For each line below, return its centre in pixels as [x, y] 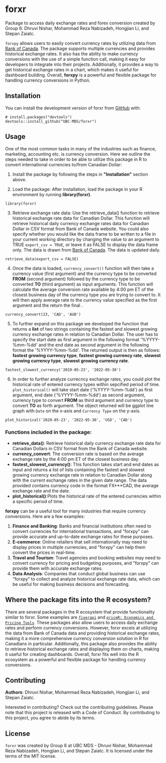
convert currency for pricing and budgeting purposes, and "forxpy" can [85, 563]
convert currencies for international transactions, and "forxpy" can [81, 531]
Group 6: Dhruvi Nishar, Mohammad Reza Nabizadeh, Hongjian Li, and [77, 28]
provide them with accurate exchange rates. [57, 568]
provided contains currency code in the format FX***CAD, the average [85, 485]
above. [19, 179]
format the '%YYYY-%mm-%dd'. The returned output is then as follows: [86, 350]
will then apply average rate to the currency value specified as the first [85, 300]
